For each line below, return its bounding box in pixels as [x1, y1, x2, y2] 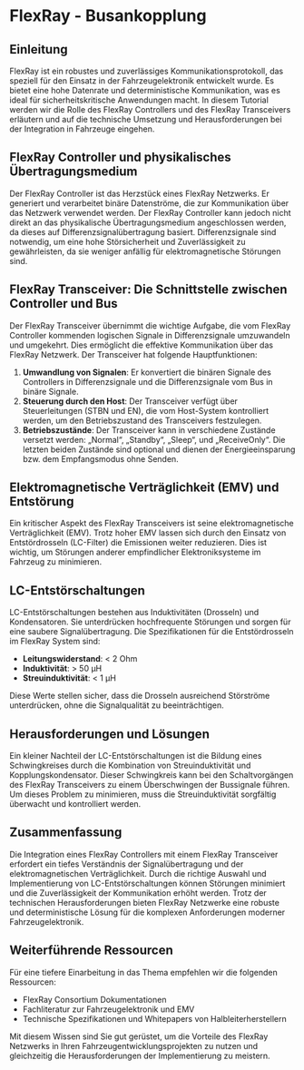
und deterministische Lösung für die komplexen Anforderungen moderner [9, 907, 286, 918]
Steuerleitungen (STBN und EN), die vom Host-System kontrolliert [22, 405, 270, 416]
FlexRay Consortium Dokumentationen [22, 994, 167, 1005]
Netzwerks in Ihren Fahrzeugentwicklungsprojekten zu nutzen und [9, 1040, 259, 1051]
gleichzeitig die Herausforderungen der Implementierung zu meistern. [9, 1050, 270, 1061]
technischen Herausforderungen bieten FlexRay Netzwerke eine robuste [9, 897, 279, 908]
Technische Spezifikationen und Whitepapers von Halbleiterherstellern [22, 1013, 288, 1024]
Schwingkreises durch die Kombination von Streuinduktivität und [9, 760, 251, 771]
